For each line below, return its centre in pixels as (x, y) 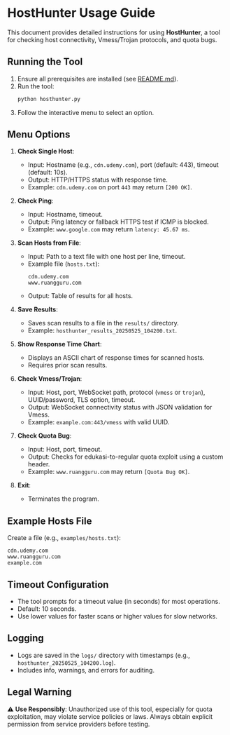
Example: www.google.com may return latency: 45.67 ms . (109, 229)
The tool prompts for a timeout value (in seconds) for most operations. (118, 602)
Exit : (24, 485)
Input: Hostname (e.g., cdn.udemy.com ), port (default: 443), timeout (123, 165)
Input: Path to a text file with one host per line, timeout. (107, 257)
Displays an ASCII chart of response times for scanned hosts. (116, 358)
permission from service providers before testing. (79, 724)
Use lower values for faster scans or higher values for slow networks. (117, 616)
